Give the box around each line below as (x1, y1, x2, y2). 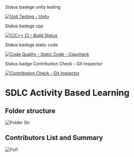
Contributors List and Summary (5, 134, 103, 142)
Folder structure (5, 107, 56, 115)
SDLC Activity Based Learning (5, 87, 130, 98)
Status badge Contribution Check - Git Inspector (5, 61, 103, 66)
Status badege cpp (5, 23, 44, 29)
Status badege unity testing (5, 4, 61, 10)
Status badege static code (5, 42, 58, 48)
